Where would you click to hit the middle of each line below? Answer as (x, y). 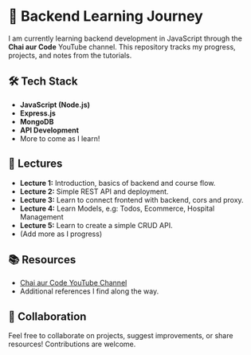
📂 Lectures (35, 164)
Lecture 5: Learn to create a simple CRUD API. (96, 225)
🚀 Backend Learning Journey (106, 16)
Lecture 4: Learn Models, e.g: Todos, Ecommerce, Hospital (117, 208)
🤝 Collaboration (47, 316)
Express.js (37, 113)
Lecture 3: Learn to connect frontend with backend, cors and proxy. (132, 199)
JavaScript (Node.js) (55, 105)
